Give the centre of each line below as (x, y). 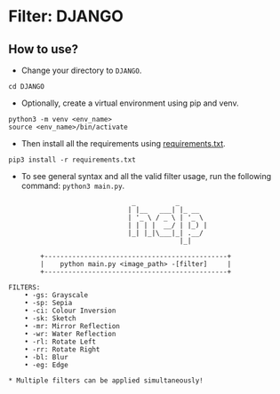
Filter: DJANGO (66, 16)
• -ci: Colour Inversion (70, 311)
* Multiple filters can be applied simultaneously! (106, 381)
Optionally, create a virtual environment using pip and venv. (130, 103)
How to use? (44, 49)
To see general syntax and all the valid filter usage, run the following (146, 176)
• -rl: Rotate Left (60, 342)
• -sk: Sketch (50, 319)
